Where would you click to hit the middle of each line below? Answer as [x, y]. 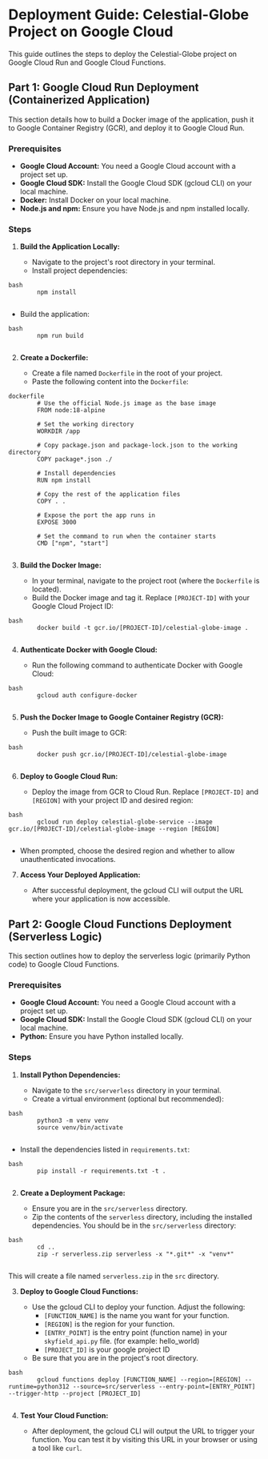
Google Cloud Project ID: [73, 607]
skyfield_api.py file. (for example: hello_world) [122, 1341]
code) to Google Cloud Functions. [64, 964]
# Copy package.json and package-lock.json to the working [138, 446]
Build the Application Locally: [70, 247]
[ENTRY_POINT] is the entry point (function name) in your [136, 1332]
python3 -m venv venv [73, 1120]
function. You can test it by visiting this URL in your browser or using [144, 1439]
